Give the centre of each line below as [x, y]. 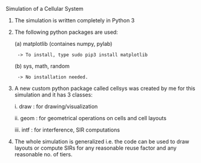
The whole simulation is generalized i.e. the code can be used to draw [102, 142]
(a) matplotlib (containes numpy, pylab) [63, 44]
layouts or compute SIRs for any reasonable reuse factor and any [95, 148]
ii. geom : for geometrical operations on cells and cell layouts [91, 118]
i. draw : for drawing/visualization [56, 106]
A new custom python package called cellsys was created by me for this [105, 88]
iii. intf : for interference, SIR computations [67, 130]
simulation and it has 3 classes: [54, 95]
